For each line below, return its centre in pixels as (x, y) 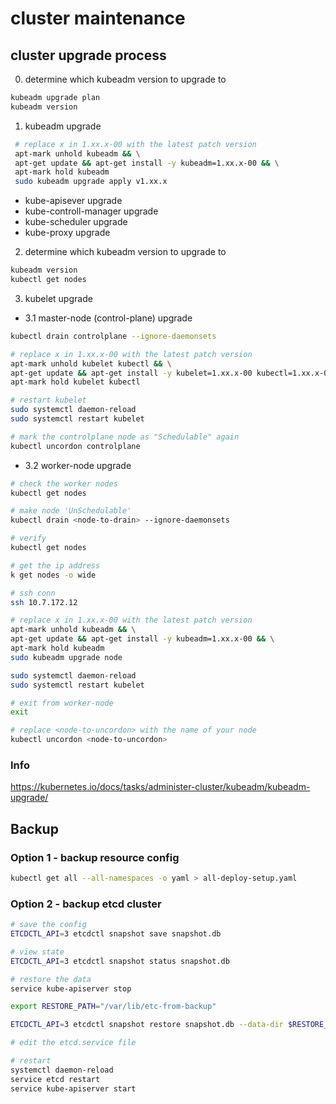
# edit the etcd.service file (73, 1043)
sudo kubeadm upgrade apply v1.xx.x (91, 182)
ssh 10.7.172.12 (44, 602)
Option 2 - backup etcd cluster (86, 904)
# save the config (48, 925)
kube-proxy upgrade (67, 233)
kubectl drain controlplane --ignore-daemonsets (113, 336)
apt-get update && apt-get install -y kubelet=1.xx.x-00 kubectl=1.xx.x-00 (171, 373)
